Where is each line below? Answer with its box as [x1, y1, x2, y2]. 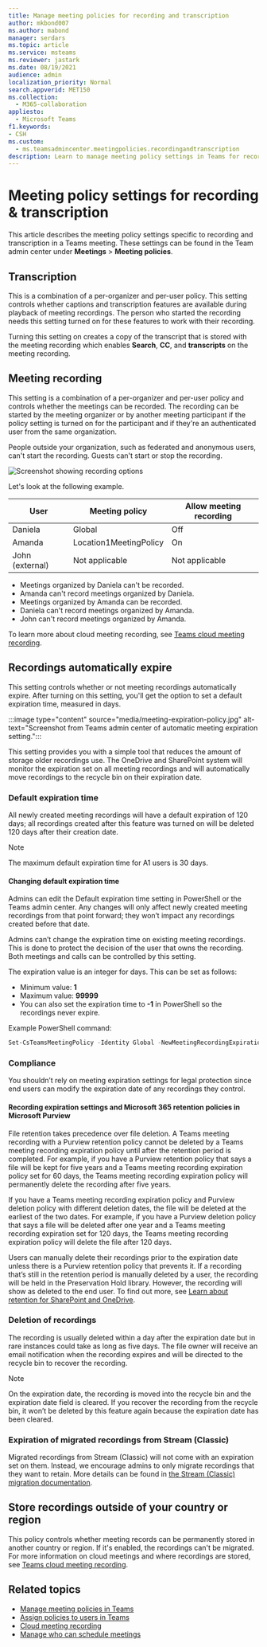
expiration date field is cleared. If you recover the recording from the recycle [8, 1397, 258, 1406]
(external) [12, 559, 49, 570]
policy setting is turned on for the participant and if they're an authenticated [8, 418, 257, 428]
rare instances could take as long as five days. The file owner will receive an [8, 1341, 258, 1351]
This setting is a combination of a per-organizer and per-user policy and [8, 393, 244, 402]
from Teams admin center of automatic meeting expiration [67, 722, 258, 733]
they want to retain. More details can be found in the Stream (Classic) [8, 1469, 236, 1479]
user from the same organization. [8, 427, 118, 436]
